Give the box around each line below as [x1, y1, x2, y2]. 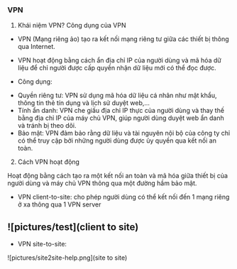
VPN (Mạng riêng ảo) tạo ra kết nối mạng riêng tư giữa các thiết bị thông [17, 35, 229, 43]
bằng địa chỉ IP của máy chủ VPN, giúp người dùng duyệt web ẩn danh [17, 114, 225, 122]
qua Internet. [17, 43, 55, 51]
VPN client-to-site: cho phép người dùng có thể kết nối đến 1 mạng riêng [17, 193, 230, 202]
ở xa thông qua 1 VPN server [17, 200, 101, 209]
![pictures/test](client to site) [7, 221, 139, 233]
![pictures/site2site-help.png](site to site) [7, 253, 128, 262]
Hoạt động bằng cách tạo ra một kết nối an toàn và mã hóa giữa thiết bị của [7, 172, 228, 180]
